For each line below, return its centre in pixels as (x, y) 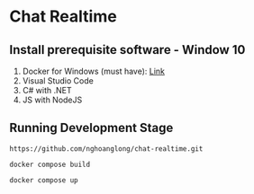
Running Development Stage (91, 128)
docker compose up (44, 180)
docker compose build (50, 164)
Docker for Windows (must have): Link (93, 71)
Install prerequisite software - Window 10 (127, 50)
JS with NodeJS (52, 100)
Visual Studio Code (58, 81)
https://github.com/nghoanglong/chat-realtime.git (106, 149)
